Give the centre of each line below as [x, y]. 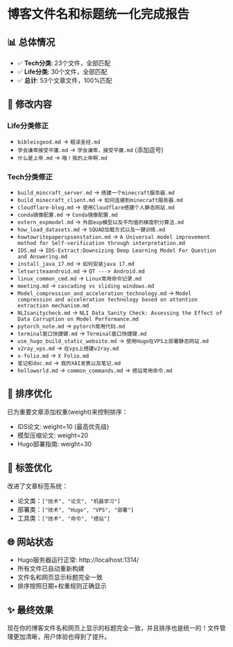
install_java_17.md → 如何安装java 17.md [76, 263]
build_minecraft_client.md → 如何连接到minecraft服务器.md [100, 199]
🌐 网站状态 [30, 542]
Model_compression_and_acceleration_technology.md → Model [104, 293]
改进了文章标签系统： [37, 486]
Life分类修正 [28, 126]
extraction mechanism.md [53, 305]
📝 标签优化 [29, 468]
